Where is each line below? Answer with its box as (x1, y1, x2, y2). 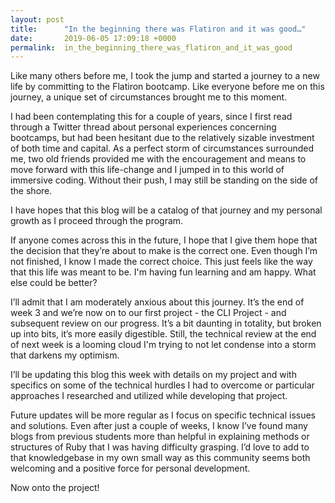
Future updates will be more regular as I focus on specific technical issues (10, 409, 316, 421)
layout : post (10, 14, 65, 25)
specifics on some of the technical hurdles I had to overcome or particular (10, 379, 315, 391)
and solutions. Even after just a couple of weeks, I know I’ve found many (10, 420, 308, 432)
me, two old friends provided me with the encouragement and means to (10, 153, 307, 165)
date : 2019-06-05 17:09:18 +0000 (10, 33, 177, 43)
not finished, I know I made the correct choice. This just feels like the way (10, 256, 313, 268)
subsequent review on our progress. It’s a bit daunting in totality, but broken (10, 317, 322, 330)
